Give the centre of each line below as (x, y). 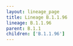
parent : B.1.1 (24, 28)
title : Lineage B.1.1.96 (37, 17)
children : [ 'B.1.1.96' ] (36, 34)
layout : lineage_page (33, 12)
